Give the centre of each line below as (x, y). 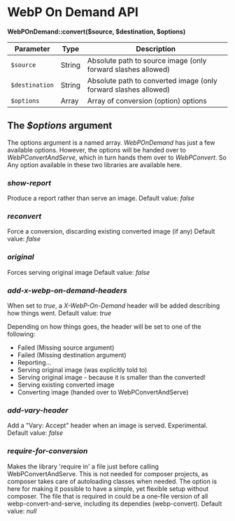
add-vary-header (38, 410)
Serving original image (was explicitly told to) (82, 370)
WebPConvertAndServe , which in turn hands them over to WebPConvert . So (117, 157)
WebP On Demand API (73, 12)
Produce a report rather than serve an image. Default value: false (101, 198)
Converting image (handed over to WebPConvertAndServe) (103, 392)
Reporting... (34, 362)
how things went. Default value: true (59, 313)
